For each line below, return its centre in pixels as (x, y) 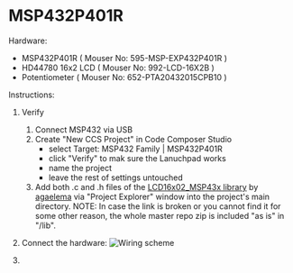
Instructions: (32, 95)
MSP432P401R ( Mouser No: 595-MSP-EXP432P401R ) (124, 58)
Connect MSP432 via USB (83, 129)
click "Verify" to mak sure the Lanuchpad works (137, 158)
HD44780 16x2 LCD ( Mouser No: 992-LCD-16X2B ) (118, 68)
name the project (80, 168)
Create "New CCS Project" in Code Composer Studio (133, 139)
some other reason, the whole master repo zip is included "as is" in (160, 215)
